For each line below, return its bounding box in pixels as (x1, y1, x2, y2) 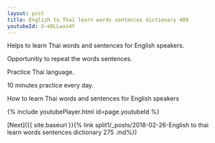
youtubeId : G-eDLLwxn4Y (7, 23, 76, 29)
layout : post (7, 10, 45, 17)
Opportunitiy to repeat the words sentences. (7, 55, 133, 63)
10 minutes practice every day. (7, 81, 94, 90)
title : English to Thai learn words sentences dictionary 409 (7, 16, 189, 23)
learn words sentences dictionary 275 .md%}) (7, 128, 137, 137)
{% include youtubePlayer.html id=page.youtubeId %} (7, 107, 160, 116)
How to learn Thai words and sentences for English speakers (7, 94, 180, 103)
